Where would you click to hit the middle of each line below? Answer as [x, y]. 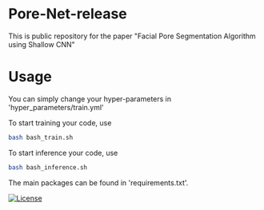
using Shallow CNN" [42, 44]
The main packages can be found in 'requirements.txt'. [98, 182]
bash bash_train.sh [41, 137]
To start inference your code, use [63, 153]
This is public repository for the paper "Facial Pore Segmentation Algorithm [132, 36]
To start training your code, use [60, 123]
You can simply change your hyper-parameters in [90, 99]
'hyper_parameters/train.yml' [56, 107]
